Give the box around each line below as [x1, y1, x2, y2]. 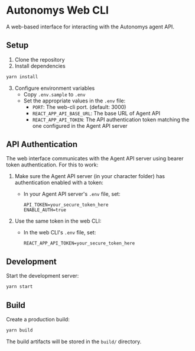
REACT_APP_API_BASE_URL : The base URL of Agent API [32, 110, 161, 117]
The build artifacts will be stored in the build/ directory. [6, 338, 142, 345]
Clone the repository [14, 56, 65, 63]
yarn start [6, 284, 33, 290]
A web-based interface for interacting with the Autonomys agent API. [6, 23, 174, 30]
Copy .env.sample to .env [23, 91, 86, 98]
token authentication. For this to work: [6, 161, 99, 169]
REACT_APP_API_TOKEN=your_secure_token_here [23, 240, 135, 246]
